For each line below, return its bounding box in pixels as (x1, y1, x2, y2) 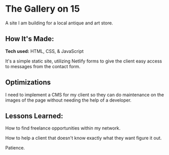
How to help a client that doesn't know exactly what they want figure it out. (5, 135, 162, 141)
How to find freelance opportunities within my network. (5, 125, 121, 131)
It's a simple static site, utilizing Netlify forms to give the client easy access (5, 58, 162, 64)
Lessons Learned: (5, 111, 63, 120)
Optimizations (5, 78, 51, 87)
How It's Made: (5, 35, 54, 43)
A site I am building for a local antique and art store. (5, 20, 113, 26)
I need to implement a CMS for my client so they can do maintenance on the (5, 91, 164, 98)
